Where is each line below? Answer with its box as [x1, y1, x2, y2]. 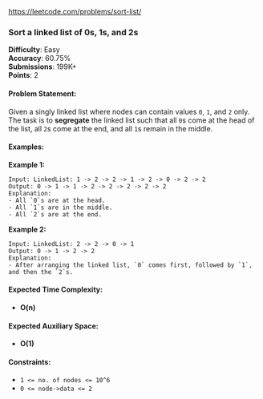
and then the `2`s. [8, 268, 74, 276]
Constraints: [8, 357, 51, 367]
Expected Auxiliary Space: [8, 320, 99, 331]
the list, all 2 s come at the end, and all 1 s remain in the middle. [8, 123, 213, 133]
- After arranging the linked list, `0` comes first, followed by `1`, [8, 260, 253, 269]
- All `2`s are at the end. [8, 210, 103, 219]
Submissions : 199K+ [8, 62, 78, 71]
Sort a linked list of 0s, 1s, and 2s [8, 26, 139, 38]
